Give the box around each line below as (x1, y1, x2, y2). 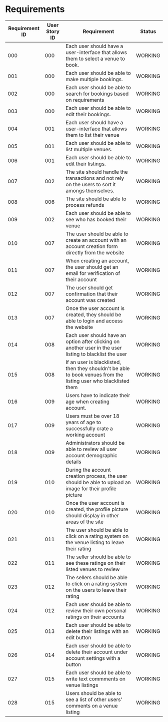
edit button (65, 634, 91, 641)
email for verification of (65, 269, 120, 276)
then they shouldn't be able (65, 365, 130, 372)
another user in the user (65, 344, 122, 351)
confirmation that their (65, 290, 118, 297)
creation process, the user (65, 472, 127, 479)
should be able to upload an (65, 479, 131, 486)
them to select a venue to (65, 55, 125, 62)
